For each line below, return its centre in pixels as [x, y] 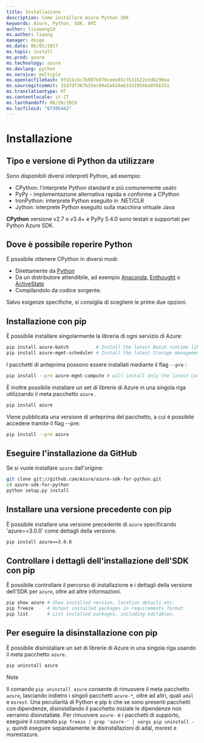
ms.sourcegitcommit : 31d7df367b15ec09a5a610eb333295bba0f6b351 [88, 86]
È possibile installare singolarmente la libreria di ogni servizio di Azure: [94, 336]
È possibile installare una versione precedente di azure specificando [91, 524]
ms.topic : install [29, 52]
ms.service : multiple [34, 74]
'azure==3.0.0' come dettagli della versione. [62, 531]
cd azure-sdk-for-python [38, 485]
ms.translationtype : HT [36, 92]
